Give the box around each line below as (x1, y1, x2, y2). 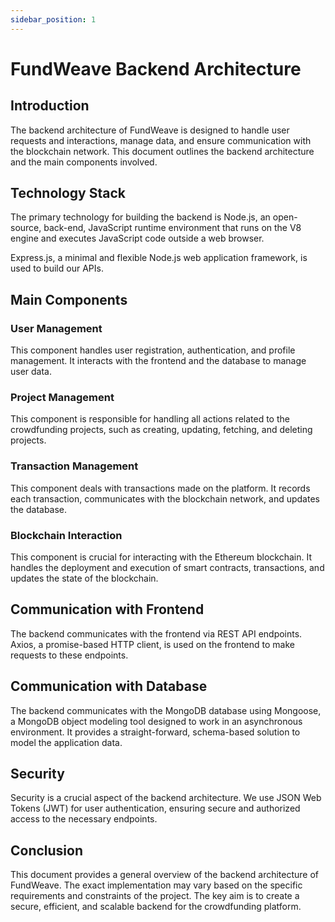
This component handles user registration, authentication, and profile (10, 344, 296, 356)
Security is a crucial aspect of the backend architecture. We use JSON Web (10, 792, 322, 804)
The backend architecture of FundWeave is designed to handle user (10, 124, 290, 136)
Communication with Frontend (10, 601, 205, 618)
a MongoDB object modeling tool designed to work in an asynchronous (10, 715, 303, 727)
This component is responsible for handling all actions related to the (10, 413, 290, 425)
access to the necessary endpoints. (10, 813, 158, 825)
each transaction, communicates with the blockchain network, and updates (10, 492, 320, 505)
